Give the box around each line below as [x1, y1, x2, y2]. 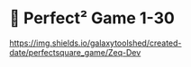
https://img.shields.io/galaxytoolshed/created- [9, 38, 182, 48]
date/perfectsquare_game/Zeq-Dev [9, 46, 141, 57]
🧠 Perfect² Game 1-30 [9, 8, 176, 29]
